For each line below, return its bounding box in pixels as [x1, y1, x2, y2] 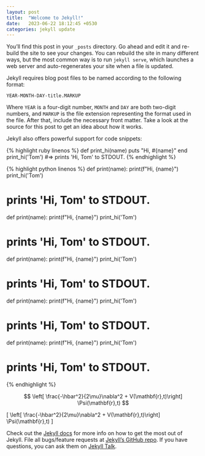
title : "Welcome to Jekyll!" [6, 15, 84, 21]
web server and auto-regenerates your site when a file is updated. [6, 63, 174, 70]
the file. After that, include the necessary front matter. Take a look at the [6, 117, 188, 124]
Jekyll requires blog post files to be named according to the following [6, 74, 182, 82]
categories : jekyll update [6, 26, 75, 33]
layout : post [6, 9, 40, 15]
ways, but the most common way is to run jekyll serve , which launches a [6, 56, 194, 63]
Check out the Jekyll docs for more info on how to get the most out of [6, 429, 183, 436]
